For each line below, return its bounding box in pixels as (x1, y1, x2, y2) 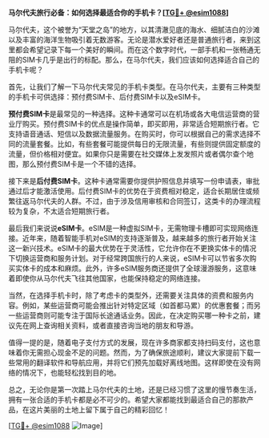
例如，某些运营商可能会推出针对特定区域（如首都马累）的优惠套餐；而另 (22, 301, 261, 310)
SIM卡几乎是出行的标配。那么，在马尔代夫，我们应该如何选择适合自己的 (22, 55, 260, 64)
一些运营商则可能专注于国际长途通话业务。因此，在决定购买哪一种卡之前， (8, 310, 254, 320)
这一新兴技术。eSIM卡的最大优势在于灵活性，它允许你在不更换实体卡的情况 (8, 244, 257, 253)
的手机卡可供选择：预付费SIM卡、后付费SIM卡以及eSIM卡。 (8, 92, 206, 101)
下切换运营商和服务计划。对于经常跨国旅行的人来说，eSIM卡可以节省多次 (8, 253, 250, 263)
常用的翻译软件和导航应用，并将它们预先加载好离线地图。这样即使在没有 (14, 358, 254, 367)
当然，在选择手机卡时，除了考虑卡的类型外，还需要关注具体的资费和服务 (8, 290, 247, 300)
